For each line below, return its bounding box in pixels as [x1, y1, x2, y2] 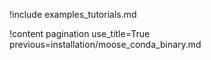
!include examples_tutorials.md [9, 9, 137, 20]
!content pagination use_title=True [9, 28, 151, 39]
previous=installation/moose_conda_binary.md [9, 39, 202, 50]
